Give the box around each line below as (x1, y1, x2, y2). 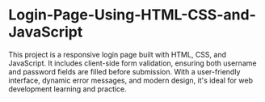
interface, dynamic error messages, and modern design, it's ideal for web (8, 75, 253, 85)
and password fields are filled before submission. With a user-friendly (8, 66, 241, 76)
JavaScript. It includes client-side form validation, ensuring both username (8, 58, 257, 68)
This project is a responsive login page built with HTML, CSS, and (8, 49, 226, 59)
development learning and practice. (8, 83, 127, 94)
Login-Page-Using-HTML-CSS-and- (8, 6, 256, 24)
